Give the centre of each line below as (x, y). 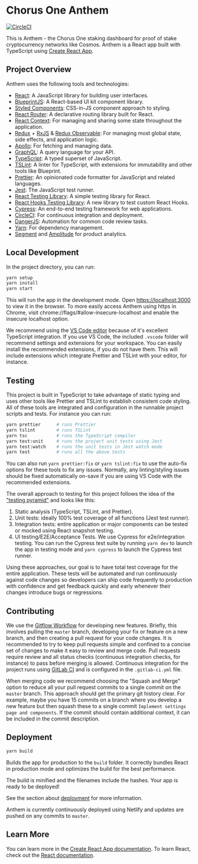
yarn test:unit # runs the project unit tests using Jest (84, 441)
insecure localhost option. (38, 319)
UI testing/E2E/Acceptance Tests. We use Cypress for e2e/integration (100, 537)
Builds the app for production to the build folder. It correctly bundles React (97, 762)
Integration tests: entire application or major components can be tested (101, 524)
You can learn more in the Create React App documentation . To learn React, (98, 849)
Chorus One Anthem (58, 10)
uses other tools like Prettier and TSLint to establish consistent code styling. (98, 401)
